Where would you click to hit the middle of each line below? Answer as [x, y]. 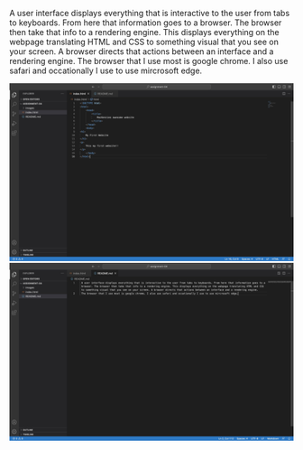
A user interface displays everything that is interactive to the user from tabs [150, 13]
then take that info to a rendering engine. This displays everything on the [144, 32]
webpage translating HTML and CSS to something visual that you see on [144, 42]
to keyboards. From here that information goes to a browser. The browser [146, 23]
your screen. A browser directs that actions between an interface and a [142, 52]
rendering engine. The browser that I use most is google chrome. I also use [149, 61]
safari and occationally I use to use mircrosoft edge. [106, 70]
